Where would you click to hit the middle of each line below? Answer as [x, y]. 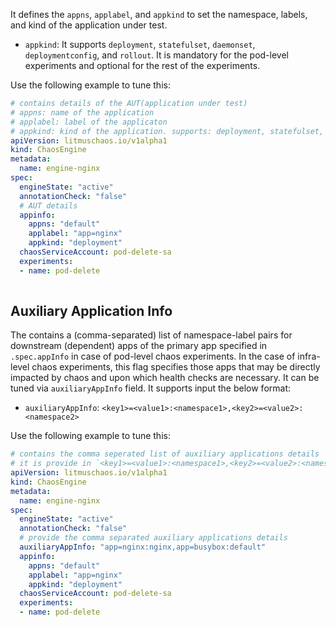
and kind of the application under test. [89, 25]
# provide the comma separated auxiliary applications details [153, 538]
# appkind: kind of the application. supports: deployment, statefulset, [167, 131]
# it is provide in [51, 464]
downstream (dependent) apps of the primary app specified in [139, 346]
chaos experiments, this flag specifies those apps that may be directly [176, 367]
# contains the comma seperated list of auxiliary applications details [165, 454]
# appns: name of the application [82, 112]
